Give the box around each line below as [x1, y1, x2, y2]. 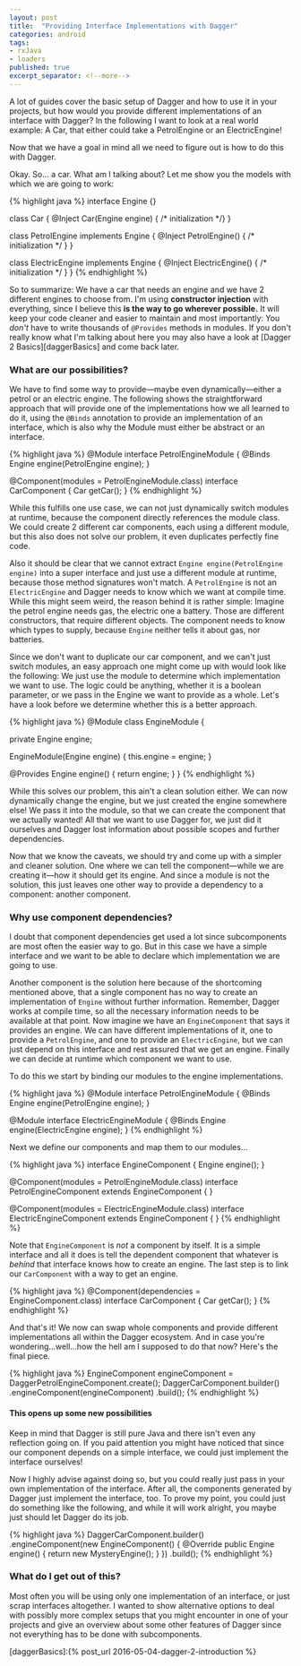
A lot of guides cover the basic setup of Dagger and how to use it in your [9, 96, 278, 107]
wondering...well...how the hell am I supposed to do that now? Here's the [9, 1341, 279, 1353]
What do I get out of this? [9, 1570, 121, 1583]
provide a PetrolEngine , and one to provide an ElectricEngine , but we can [9, 1035, 284, 1045]
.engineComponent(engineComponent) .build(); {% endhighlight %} [9, 1387, 260, 1398]
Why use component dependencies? [9, 911, 173, 923]
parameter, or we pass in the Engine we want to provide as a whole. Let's [9, 690, 279, 700]
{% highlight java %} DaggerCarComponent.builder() [9, 1529, 204, 1540]
